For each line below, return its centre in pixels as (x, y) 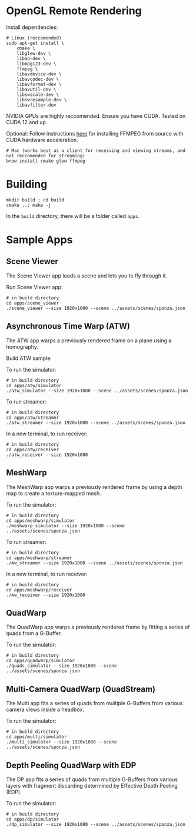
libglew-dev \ (34, 53)
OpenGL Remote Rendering (74, 11)
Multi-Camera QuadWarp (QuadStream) (81, 689)
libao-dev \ (31, 58)
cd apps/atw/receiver (33, 449)
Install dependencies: (32, 27)
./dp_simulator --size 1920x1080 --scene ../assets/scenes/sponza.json (96, 824)
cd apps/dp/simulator (33, 819)
